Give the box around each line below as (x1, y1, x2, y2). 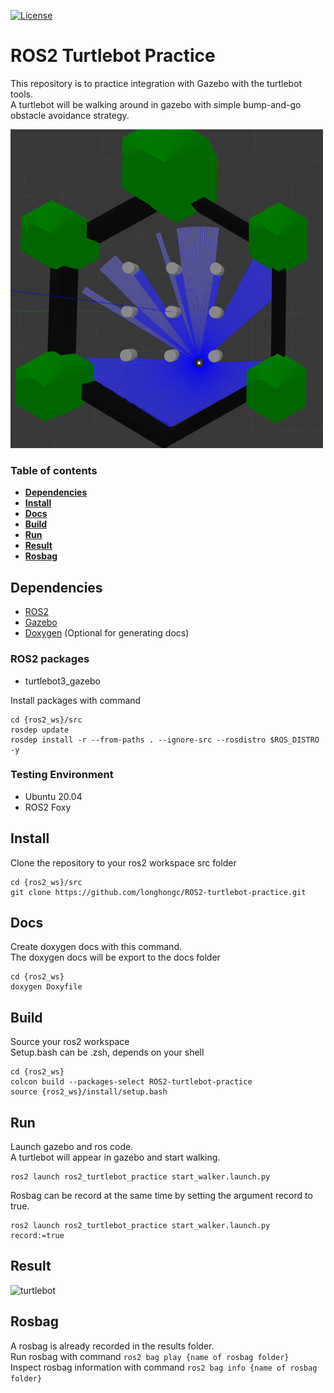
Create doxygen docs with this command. (10, 941, 182, 953)
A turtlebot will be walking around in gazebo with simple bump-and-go (10, 98, 302, 110)
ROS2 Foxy (24, 801, 72, 813)
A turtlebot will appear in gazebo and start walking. (10, 1151, 221, 1164)
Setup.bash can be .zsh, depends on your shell (10, 1046, 205, 1059)
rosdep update (10, 725, 70, 735)
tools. (10, 88, 34, 100)
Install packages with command (10, 694, 142, 706)
